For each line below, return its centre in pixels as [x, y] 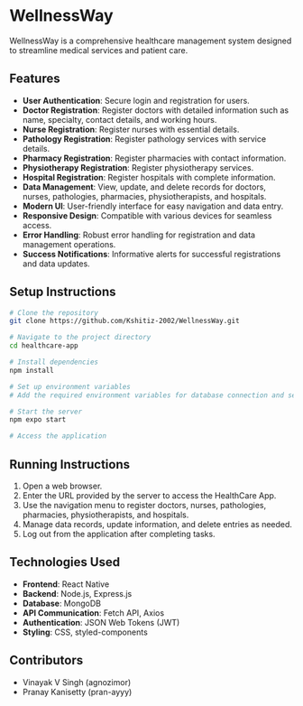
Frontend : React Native [66, 584]
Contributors [46, 660]
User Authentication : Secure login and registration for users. [136, 100]
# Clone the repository [54, 312]
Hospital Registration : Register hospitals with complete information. [149, 177]
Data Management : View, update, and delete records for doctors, [144, 187]
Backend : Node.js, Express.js [77, 593]
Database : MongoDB [62, 603]
